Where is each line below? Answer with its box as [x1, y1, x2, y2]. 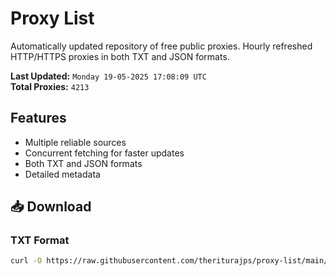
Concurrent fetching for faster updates [24, 147, 185, 159]
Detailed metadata [24, 168, 101, 180]
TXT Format [10, 233, 70, 247]
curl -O [10, 256, 43, 266]
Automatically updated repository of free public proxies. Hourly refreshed [10, 40, 313, 52]
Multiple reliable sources [24, 136, 127, 148]
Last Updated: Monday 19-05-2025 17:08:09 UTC [10, 70, 207, 82]
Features [10, 110, 67, 127]
